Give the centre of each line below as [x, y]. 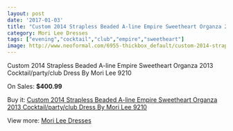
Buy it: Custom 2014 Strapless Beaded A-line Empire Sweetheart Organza [112, 100]
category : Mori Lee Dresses [48, 33]
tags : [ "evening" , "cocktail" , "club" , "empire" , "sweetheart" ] [96, 40]
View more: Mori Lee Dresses [49, 121]
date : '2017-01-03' [35, 20]
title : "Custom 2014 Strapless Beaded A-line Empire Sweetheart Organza [114, 26]
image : [17, 46]
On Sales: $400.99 [35, 86]
